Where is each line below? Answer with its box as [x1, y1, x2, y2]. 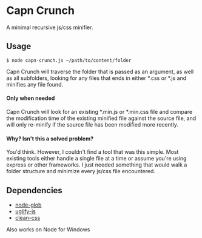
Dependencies [6, 185, 62, 196]
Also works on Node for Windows [6, 225, 90, 233]
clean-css [15, 214, 41, 221]
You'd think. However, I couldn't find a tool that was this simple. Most [6, 148, 179, 156]
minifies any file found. [6, 81, 64, 88]
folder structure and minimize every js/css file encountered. [6, 168, 156, 175]
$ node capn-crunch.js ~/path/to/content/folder [6, 57, 132, 64]
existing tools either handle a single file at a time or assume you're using [6, 155, 187, 162]
